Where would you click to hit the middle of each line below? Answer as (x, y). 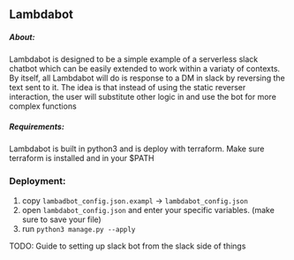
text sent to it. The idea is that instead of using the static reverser (128, 88)
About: (22, 37)
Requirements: (37, 126)
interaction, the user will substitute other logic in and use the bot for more (143, 97)
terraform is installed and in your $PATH (82, 158)
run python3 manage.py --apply (79, 228)
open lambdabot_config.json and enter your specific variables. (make (148, 210)
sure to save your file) (61, 219)
